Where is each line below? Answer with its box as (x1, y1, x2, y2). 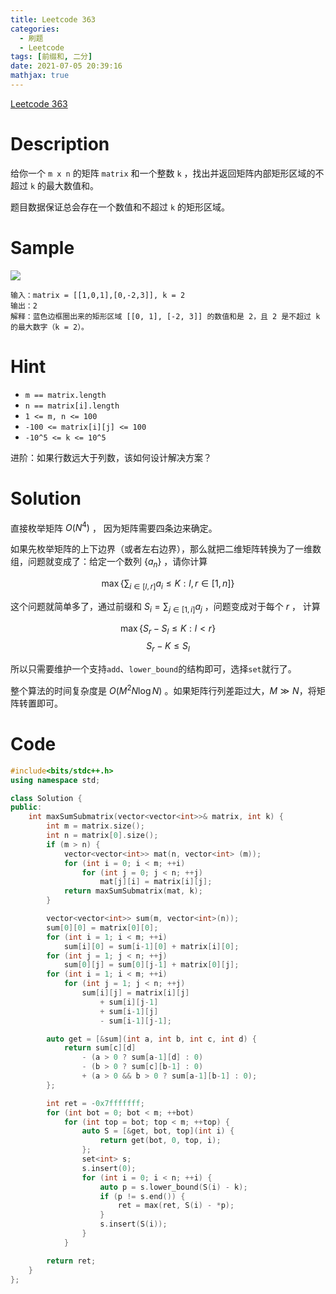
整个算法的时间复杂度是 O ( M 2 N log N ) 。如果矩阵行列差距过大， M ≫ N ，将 (10, 683, 317, 696)
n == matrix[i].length (24, 401, 120, 411)
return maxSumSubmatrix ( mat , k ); (63, 886, 203, 896)
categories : (10, 24, 60, 34)
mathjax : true (10, 71, 70, 81)
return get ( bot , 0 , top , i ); (99, 1136, 222, 1146)
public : (10, 802, 43, 813)
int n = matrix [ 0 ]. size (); (46, 831, 159, 841)
